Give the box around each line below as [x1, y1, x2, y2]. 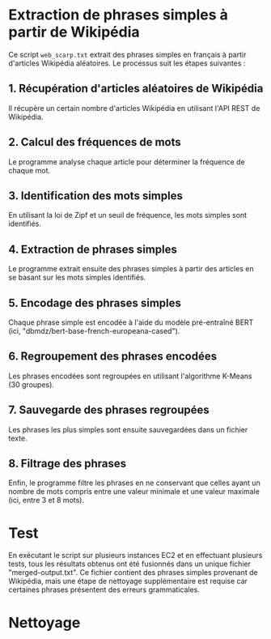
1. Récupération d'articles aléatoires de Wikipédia [8, 82, 264, 96]
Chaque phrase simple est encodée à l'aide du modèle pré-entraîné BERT [8, 317, 254, 327]
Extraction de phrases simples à [8, 6, 229, 24]
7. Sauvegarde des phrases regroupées [8, 403, 210, 417]
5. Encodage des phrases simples [8, 296, 182, 309]
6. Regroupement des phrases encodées [8, 350, 217, 364]
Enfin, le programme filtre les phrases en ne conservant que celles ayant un [8, 478, 260, 488]
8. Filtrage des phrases [8, 457, 127, 471]
